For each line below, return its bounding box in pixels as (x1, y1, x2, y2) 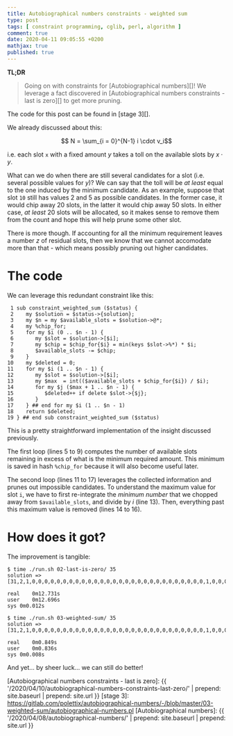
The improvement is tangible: (7, 552, 91, 561)
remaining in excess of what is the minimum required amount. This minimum (7, 454, 225, 463)
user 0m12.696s (7, 596, 60, 603)
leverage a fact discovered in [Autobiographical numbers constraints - (24, 88, 225, 97)
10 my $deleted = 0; (7, 359, 76, 366)
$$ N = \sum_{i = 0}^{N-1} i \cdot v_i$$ (60, 136, 173, 145)
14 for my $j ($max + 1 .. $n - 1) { (7, 383, 135, 390)
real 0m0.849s (7, 639, 58, 646)
